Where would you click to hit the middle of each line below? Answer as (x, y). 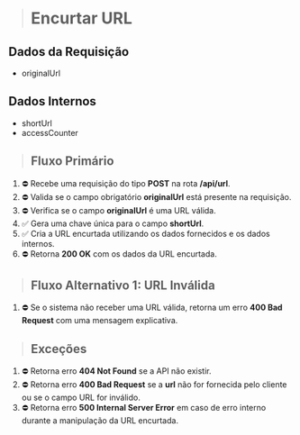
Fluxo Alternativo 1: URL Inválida (123, 286)
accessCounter (50, 132)
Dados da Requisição (69, 52)
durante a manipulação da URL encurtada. (100, 421)
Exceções (59, 349)
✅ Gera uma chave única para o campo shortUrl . (113, 223)
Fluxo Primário (72, 161)
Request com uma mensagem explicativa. (100, 321)
